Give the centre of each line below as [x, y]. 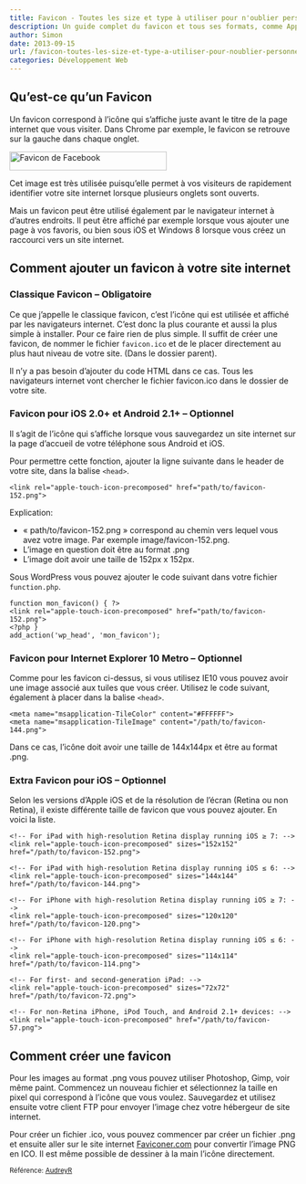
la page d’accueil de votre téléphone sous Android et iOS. [117, 443]
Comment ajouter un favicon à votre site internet [150, 269]
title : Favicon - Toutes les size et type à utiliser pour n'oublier [144, 18]
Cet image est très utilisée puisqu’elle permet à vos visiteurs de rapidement [151, 183]
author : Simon [36, 35]
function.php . [35, 586]
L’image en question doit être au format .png [106, 550]
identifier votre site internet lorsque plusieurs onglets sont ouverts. [134, 193]
